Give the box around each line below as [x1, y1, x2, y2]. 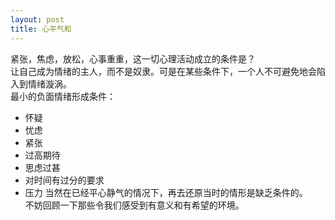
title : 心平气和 [10, 24, 72, 34]
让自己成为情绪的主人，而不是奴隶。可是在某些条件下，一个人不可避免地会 [10, 65, 317, 77]
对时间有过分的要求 [24, 174, 105, 186]
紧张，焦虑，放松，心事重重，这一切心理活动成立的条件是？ [10, 52, 256, 65]
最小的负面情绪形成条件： [10, 90, 116, 102]
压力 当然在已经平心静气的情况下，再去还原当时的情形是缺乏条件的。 [24, 186, 308, 198]
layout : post [10, 14, 65, 25]
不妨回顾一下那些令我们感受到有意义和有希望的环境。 [24, 199, 245, 211]
